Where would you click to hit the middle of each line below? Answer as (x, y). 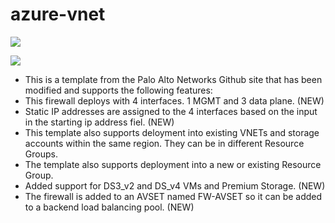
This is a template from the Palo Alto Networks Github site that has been (173, 79)
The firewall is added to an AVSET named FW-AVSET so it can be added (173, 196)
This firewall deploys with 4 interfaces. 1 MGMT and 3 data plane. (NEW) (174, 100)
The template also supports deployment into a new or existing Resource (173, 164)
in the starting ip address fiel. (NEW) (99, 122)
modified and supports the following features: (118, 90)
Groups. (41, 154)
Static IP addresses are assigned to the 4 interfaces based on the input (171, 111)
